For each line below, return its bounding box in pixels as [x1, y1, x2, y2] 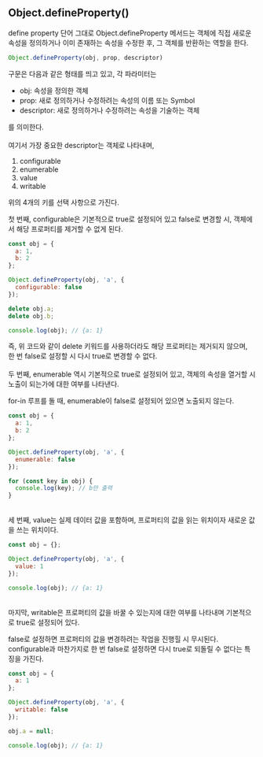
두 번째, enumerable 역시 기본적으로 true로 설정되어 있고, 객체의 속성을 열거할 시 [8, 369, 256, 379]
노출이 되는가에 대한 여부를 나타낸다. [8, 380, 119, 389]
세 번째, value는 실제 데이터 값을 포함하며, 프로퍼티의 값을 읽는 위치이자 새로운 [8, 515, 247, 525]
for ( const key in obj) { [8, 477, 93, 485]
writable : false [15, 706, 68, 714]
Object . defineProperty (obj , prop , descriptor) [8, 54, 163, 61]
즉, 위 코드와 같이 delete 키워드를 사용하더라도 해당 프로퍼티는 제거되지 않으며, [8, 342, 248, 351]
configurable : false [15, 284, 82, 291]
